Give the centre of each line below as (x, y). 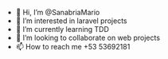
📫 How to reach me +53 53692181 (73, 47)
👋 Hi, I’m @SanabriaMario (58, 12)
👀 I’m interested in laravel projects (71, 21)
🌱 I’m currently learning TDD (63, 29)
